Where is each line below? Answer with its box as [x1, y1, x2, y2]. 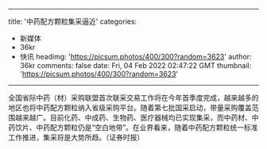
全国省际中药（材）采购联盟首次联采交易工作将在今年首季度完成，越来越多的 [8, 93, 259, 102]
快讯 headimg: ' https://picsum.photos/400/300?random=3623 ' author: [19, 52, 252, 61]
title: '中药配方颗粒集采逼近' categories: [8, 17, 137, 26]
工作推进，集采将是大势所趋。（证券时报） [8, 132, 145, 142]
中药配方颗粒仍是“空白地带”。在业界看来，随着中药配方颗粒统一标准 [35, 123, 258, 132]
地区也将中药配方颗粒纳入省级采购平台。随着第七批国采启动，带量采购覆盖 [8, 103, 252, 112]
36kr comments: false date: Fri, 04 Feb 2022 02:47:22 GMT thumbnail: [19, 61, 252, 70]
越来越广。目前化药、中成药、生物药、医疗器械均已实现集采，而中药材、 [14, 113, 252, 122]
